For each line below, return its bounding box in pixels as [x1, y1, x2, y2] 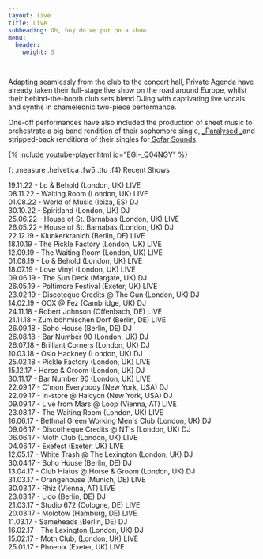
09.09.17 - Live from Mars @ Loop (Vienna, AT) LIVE [8, 399, 178, 409]
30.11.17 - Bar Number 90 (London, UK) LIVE [8, 374, 152, 383]
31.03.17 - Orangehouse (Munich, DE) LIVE [8, 475, 146, 484]
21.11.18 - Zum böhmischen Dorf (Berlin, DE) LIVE [8, 315, 167, 325]
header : [15, 41, 41, 49]
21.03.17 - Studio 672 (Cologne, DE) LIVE [8, 500, 141, 509]
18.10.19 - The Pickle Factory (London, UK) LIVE [8, 239, 162, 249]
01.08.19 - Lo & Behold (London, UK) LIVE [8, 257, 143, 265]
